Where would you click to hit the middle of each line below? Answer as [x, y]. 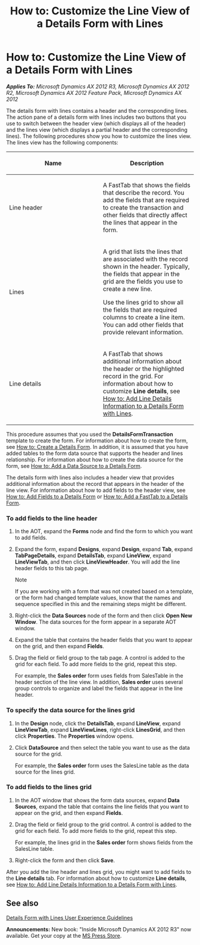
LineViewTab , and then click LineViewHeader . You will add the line [97, 562]
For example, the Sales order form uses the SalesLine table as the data [102, 765]
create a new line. [128, 289]
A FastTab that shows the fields [147, 185]
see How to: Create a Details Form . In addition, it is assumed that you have [97, 447]
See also [22, 904]
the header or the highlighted [144, 368]
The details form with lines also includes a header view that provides [90, 477]
